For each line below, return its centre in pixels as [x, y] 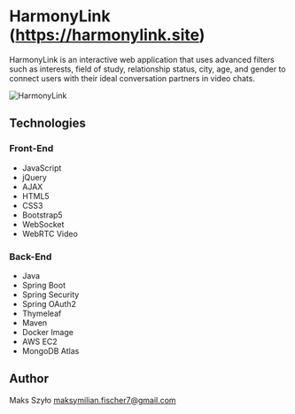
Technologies [48, 123]
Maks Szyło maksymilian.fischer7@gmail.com [93, 400]
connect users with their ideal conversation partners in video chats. [132, 78]
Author [29, 379]
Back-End [31, 257]
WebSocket [43, 224]
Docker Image [47, 332]
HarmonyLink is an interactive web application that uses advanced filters [142, 59]
